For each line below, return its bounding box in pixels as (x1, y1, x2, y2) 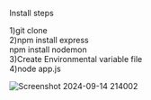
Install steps (9, 8, 54, 18)
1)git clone (9, 25, 48, 35)
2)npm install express (9, 35, 90, 45)
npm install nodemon (9, 44, 87, 55)
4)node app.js (9, 63, 61, 74)
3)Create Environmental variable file (9, 54, 143, 64)
